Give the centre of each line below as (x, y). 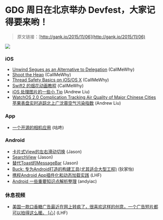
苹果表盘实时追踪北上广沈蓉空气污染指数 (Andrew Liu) (67, 103)
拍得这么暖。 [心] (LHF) (44, 213)
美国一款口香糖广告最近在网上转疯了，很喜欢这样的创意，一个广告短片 (83, 207)
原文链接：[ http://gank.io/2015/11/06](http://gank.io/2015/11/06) (81, 37)
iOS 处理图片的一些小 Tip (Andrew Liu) (51, 92)
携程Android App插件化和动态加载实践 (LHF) (57, 175)
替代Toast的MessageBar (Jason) (45, 163)
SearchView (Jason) (33, 157)
